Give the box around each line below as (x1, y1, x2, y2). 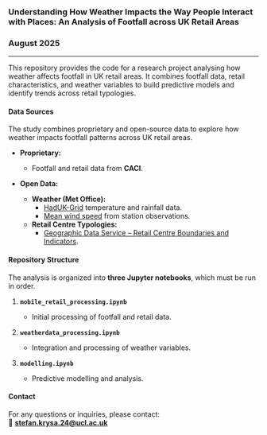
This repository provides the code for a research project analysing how (8, 63, 241, 73)
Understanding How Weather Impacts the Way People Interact (8, 6, 253, 17)
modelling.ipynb (19, 359, 74, 367)
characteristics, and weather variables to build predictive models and (8, 80, 234, 90)
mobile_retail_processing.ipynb (19, 297, 127, 306)
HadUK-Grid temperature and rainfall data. (43, 203, 183, 212)
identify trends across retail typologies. (8, 88, 137, 98)
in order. (8, 281, 36, 290)
